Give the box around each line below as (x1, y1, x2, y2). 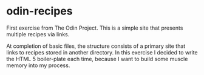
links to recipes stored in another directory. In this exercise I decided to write (6, 48, 198, 56)
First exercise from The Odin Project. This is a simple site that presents (6, 24, 183, 31)
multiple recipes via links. (6, 30, 70, 37)
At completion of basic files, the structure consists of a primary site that (6, 42, 186, 50)
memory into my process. (6, 62, 70, 69)
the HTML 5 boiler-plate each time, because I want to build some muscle (6, 55, 188, 62)
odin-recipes (6, 4, 73, 18)
